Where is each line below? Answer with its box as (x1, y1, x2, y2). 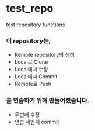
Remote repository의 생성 (14, 51, 75, 58)
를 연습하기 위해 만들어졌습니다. (6, 96, 89, 105)
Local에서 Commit (14, 73, 58, 80)
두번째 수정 (14, 111, 40, 118)
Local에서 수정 (14, 66, 48, 73)
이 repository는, (6, 37, 51, 45)
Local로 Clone (14, 58, 48, 65)
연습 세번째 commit (14, 118, 59, 125)
